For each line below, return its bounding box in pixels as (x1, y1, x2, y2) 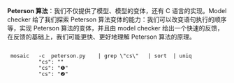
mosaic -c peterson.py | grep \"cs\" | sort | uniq (10, 53, 192, 59)
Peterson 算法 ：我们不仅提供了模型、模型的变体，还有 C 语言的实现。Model (7, 7, 227, 15)
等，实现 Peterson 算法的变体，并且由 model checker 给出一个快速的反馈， (7, 24, 224, 32)
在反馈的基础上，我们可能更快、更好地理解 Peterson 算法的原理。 (7, 33, 196, 41)
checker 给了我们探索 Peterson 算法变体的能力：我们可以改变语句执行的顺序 (7, 15, 227, 24)
